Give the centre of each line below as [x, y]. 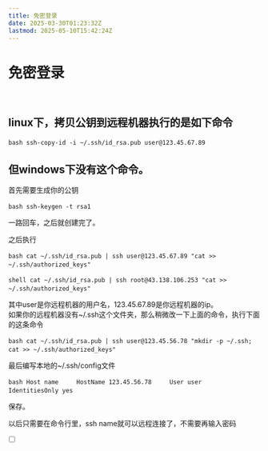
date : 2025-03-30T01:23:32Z [55, 23]
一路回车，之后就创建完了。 [54, 222]
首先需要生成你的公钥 [43, 190]
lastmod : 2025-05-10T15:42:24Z [60, 30]
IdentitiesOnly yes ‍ [43, 390]
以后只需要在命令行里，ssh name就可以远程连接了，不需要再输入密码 [122, 423]
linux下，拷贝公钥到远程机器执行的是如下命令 [121, 122]
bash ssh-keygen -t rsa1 [50, 206]
